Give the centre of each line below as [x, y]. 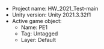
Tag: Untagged [39, 34]
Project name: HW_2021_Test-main [55, 9]
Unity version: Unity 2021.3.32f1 [51, 15]
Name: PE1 [34, 27]
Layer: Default [38, 40]
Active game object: [37, 21]
